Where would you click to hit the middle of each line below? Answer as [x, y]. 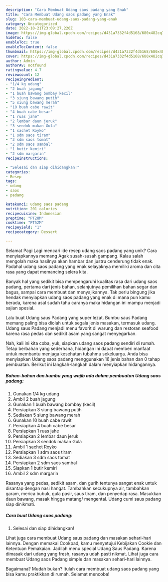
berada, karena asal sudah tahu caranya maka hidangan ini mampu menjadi [83, 302]
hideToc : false [21, 38]
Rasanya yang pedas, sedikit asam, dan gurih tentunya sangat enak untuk [81, 483]
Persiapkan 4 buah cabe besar [44, 425]
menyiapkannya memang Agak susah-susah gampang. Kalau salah [75, 256]
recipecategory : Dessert [31, 232]
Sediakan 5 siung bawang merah [47, 415]
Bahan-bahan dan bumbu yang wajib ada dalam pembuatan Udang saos [83, 376]
